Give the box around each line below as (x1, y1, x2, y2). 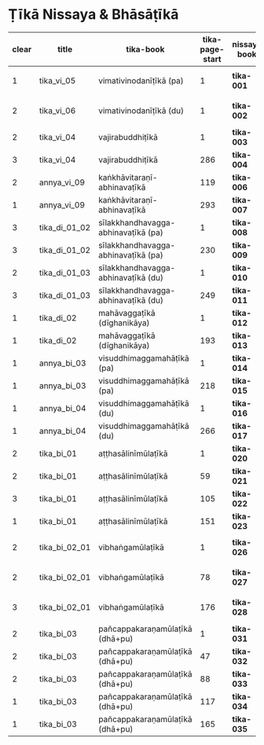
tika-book (126, 43, 165, 54)
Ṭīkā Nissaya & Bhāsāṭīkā (8, 6, 179, 24)
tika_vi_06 (38, 105, 76, 116)
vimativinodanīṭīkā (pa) (97, 75, 185, 86)
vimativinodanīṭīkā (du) (97, 105, 185, 116)
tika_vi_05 (38, 75, 76, 86)
